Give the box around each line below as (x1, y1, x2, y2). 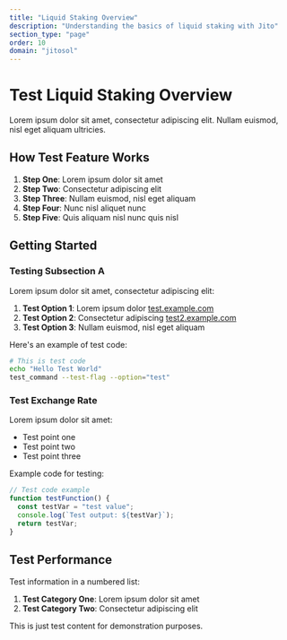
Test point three (22, 451, 82, 462)
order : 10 (9, 38, 47, 48)
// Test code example (9, 486, 91, 495)
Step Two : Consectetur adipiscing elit (22, 183, 162, 194)
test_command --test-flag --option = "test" (9, 373, 170, 382)
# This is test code (9, 356, 87, 366)
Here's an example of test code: (9, 339, 128, 350)
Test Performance (9, 552, 113, 567)
